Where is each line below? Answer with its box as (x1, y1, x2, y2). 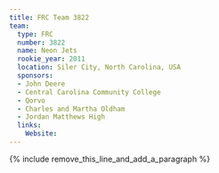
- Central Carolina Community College (17, 87, 162, 96)
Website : (25, 129, 58, 138)
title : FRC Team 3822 (9, 12, 90, 22)
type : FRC (17, 29, 53, 38)
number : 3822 (17, 37, 66, 47)
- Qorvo (17, 95, 46, 105)
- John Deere (17, 79, 66, 88)
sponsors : (17, 71, 53, 80)
